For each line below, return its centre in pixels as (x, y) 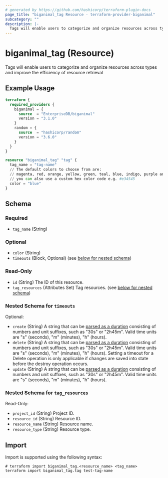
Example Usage (30, 88)
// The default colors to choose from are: (55, 170)
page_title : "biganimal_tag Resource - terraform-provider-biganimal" (80, 15)
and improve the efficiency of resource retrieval (54, 73)
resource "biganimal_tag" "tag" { (41, 160)
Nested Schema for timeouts (40, 305)
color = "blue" (25, 184)
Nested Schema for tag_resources (47, 393)
